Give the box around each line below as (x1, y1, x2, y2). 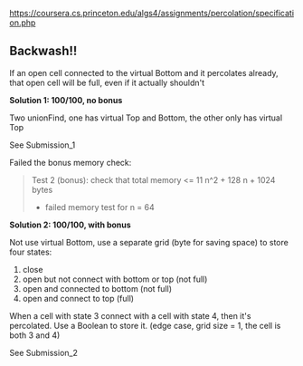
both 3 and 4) (9, 330, 61, 341)
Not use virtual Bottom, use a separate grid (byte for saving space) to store (9, 236, 289, 247)
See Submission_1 (9, 140, 76, 150)
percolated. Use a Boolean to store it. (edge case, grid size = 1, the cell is (9, 320, 281, 331)
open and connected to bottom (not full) (22, 283, 172, 294)
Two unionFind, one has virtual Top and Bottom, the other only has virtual (9, 112, 283, 123)
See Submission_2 (9, 347, 79, 358)
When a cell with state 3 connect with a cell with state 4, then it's (9, 310, 251, 321)
